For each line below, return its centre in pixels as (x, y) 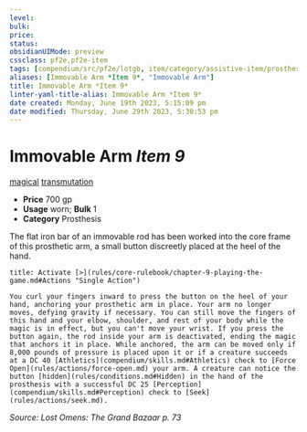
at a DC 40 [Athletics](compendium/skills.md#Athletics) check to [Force (153, 361)
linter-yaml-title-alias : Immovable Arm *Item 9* (106, 94)
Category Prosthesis (62, 219)
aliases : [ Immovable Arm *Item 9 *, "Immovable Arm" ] (112, 78)
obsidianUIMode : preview (57, 52)
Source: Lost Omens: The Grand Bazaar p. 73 (95, 417)
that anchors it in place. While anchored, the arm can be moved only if (153, 345)
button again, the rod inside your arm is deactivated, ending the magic (153, 337)
